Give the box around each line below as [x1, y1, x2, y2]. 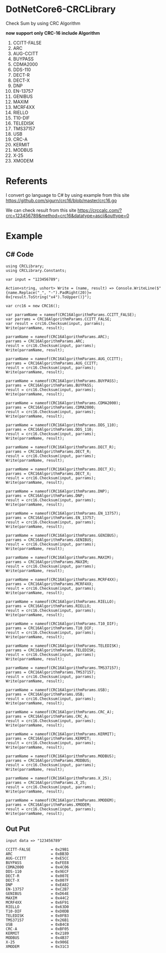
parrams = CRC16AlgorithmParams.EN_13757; [6, 515, 96, 520]
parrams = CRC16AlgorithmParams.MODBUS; [6, 758, 92, 763]
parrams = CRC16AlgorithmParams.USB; [6, 692, 85, 697]
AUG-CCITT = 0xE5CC [6, 856, 69, 861]
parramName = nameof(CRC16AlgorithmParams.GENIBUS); [6, 533, 119, 538]
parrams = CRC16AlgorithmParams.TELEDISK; [6, 647, 96, 653]
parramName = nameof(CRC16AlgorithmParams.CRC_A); [6, 709, 114, 714]
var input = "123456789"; [6, 276, 60, 282]
